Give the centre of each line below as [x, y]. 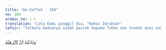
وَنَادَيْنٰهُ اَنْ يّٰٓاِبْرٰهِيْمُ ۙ [21, 42]
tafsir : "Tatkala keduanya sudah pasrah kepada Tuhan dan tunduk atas [79, 28]
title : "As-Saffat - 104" [32, 10]
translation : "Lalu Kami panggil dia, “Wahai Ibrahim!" [64, 24]
